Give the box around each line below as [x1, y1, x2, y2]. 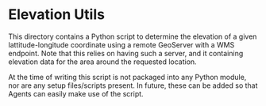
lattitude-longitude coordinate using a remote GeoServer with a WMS [8, 40, 235, 49]
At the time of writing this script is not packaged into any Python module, [8, 72, 247, 81]
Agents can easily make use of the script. [8, 89, 145, 98]
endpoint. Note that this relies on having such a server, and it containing [8, 48, 244, 58]
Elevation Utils [8, 6, 106, 24]
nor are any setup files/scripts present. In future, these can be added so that [8, 81, 258, 90]
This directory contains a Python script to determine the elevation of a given [8, 32, 257, 41]
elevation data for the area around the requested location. [8, 57, 197, 66]
